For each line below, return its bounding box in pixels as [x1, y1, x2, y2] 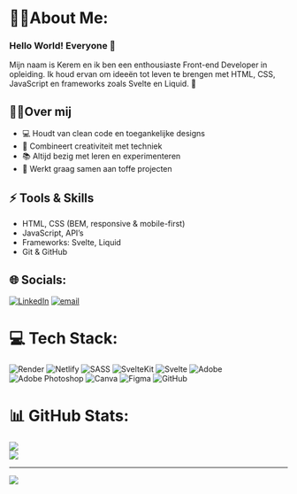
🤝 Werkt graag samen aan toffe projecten [21, 164, 172, 174]
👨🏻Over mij [9, 104, 72, 119]
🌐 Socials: [9, 272, 67, 287]
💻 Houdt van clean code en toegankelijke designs [21, 128, 206, 139]
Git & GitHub [21, 247, 68, 258]
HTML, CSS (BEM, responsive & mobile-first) [21, 219, 186, 229]
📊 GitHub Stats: [9, 406, 130, 426]
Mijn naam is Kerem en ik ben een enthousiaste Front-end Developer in [9, 59, 268, 70]
